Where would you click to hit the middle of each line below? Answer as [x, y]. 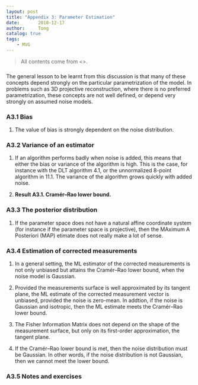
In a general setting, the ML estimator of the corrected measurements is [103, 264]
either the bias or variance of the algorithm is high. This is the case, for [101, 164]
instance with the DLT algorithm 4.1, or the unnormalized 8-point [93, 171]
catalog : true [24, 34]
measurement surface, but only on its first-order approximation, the [97, 331]
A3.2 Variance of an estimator [50, 145]
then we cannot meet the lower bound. [62, 361]
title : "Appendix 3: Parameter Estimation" [61, 17]
